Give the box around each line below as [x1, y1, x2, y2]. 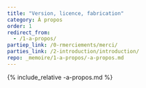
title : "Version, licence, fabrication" [7, 10, 125, 17]
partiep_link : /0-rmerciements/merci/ [7, 42, 118, 48]
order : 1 [7, 23, 32, 29]
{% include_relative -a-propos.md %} [7, 73, 113, 81]
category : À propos [7, 16, 63, 23]
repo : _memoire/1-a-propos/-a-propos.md [7, 55, 125, 61]
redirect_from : [7, 29, 51, 36]
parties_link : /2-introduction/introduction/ [7, 48, 139, 55]
